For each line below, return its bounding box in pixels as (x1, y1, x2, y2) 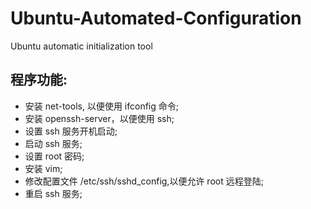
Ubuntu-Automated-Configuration (10, 7, 302, 30)
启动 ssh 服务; (24, 137, 83, 149)
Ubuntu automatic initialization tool (10, 40, 153, 52)
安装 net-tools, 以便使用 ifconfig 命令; (24, 100, 179, 112)
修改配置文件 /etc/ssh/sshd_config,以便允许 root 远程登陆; (24, 175, 264, 187)
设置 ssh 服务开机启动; (24, 125, 118, 137)
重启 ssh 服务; (24, 187, 83, 199)
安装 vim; (24, 162, 63, 174)
